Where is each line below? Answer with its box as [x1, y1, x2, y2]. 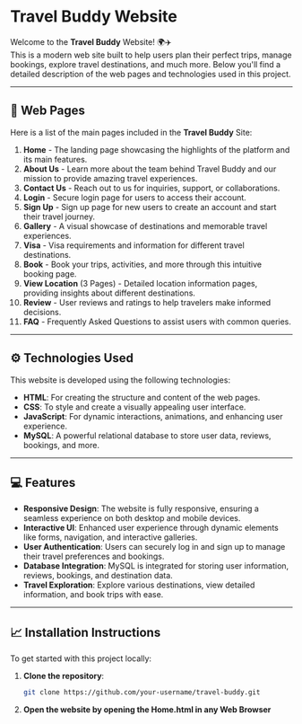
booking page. [22, 268, 77, 279]
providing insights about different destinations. [22, 287, 196, 298]
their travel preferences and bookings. [22, 551, 165, 562]
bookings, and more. [22, 439, 99, 450]
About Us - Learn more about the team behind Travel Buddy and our [22, 163, 277, 174]
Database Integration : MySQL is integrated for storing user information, [22, 561, 289, 571]
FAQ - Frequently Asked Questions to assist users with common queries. [22, 316, 292, 327]
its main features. [22, 154, 88, 164]
